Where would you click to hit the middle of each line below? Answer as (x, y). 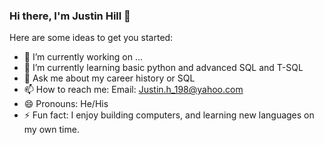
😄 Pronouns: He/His (66, 104)
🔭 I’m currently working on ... (83, 57)
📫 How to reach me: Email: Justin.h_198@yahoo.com (133, 90)
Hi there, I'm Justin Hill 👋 (70, 16)
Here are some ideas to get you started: (91, 38)
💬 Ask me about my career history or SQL (109, 78)
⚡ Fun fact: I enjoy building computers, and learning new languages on (169, 115)
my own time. (51, 130)
